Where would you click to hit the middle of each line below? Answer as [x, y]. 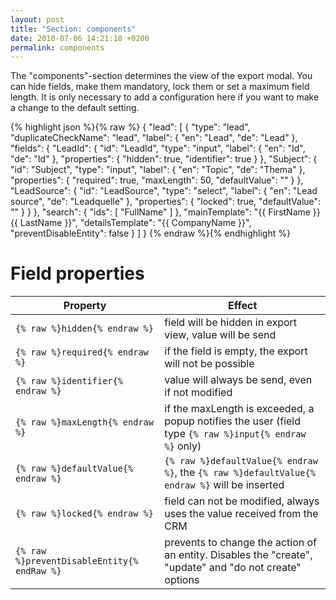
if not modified [198, 393]
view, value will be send [220, 335]
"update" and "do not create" [233, 568]
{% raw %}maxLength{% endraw [84, 422]
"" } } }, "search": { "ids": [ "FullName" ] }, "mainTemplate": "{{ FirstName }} [165, 212]
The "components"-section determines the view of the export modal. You [161, 76]
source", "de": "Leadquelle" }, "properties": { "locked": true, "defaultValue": [166, 202]
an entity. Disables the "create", [238, 555]
